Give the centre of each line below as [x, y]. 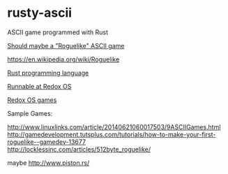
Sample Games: [30, 113]
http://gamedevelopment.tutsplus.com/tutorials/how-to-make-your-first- [112, 134]
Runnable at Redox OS [39, 86]
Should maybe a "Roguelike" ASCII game [66, 45]
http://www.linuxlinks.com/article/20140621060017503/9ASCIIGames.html [114, 126]
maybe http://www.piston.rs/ [48, 163]
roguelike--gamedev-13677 [46, 142]
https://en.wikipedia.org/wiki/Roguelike [63, 59]
